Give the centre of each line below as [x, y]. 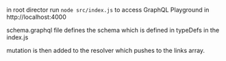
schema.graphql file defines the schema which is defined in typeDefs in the [113, 30]
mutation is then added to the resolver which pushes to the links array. [106, 50]
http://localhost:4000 [36, 17]
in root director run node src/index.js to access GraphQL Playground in [108, 10]
